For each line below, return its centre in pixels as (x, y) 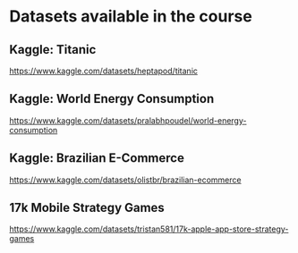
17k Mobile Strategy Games (87, 208)
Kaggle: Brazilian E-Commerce (97, 158)
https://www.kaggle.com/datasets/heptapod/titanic (104, 71)
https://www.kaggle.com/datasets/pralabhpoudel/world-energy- (128, 120)
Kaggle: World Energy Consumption (112, 99)
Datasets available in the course (131, 17)
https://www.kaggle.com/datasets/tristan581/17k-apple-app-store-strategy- (149, 229)
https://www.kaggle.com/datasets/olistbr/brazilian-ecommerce (125, 180)
